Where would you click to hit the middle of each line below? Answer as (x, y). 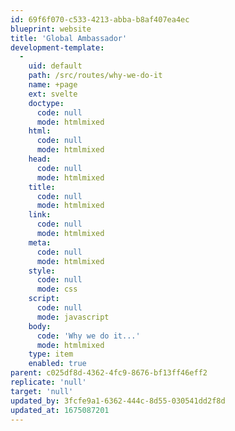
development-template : (57, 47)
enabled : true (57, 364)
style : (42, 271)
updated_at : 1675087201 (60, 410)
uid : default (55, 66)
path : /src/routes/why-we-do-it (95, 76)
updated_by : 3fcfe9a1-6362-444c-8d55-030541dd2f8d (118, 401)
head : (40, 159)
